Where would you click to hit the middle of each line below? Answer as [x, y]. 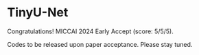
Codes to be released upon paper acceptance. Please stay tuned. [100, 44]
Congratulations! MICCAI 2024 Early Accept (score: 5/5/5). [90, 31]
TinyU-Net [38, 13]
